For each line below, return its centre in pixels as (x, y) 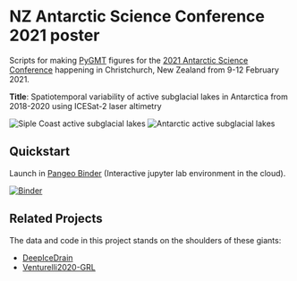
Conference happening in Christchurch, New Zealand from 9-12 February (144, 70)
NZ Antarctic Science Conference (137, 17)
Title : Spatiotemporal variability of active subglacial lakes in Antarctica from (149, 97)
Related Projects (56, 219)
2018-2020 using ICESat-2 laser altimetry (86, 106)
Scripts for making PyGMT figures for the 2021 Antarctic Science (129, 60)
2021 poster (55, 35)
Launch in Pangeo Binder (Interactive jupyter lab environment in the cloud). (148, 173)
